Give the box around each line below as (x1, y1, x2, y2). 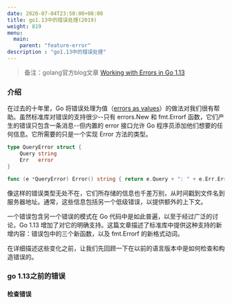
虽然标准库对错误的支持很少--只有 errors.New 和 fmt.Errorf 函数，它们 (19, 113, 219, 121)
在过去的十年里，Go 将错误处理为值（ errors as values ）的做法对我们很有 (7, 104, 214, 112)
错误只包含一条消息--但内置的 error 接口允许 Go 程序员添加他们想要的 (19, 121, 217, 130)
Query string (19, 150, 57, 157)
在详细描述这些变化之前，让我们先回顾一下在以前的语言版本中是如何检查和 (7, 244, 219, 252)
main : (13, 36, 30, 43)
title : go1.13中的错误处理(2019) (7, 17, 97, 23)
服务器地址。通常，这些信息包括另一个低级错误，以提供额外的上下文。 (7, 197, 207, 205)
